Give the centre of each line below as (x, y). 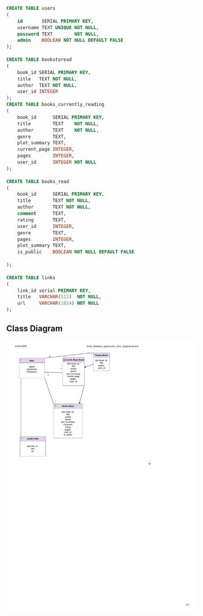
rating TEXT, (42, 220)
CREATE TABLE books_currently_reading (55, 105)
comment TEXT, (42, 213)
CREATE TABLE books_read (38, 181)
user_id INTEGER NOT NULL (57, 162)
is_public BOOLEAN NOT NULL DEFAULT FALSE (76, 252)
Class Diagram (34, 329)
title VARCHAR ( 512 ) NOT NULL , (60, 297)
